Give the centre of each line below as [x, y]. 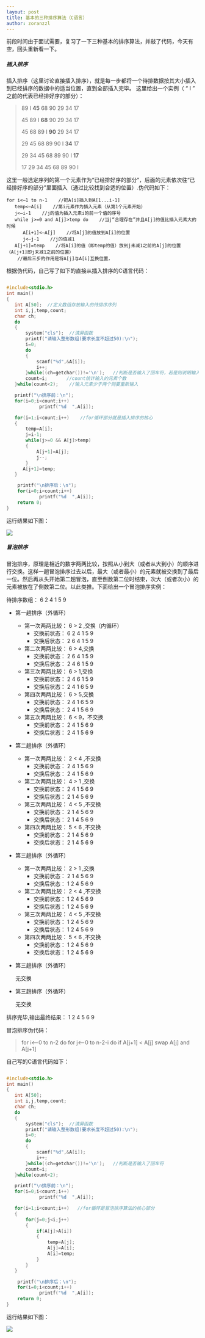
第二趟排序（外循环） [42, 745]
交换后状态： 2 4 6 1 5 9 [63, 664]
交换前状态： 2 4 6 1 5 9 [63, 679]
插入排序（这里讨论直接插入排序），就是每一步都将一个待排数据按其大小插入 [101, 81]
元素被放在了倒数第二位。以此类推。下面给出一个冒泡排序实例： [86, 586]
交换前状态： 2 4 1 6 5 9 [63, 702]
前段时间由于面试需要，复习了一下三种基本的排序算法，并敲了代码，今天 [97, 42]
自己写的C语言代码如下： [38, 1061]
